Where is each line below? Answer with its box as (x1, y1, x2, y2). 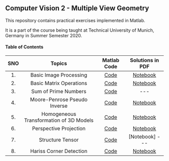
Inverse (50, 103, 68, 110)
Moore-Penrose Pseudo (30, 96, 88, 103)
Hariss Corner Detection (30, 148, 88, 155)
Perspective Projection (32, 125, 86, 132)
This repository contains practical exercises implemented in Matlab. (5, 17, 146, 23)
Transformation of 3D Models (24, 117, 94, 124)
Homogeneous (41, 111, 76, 118)
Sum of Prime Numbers (31, 88, 87, 95)
